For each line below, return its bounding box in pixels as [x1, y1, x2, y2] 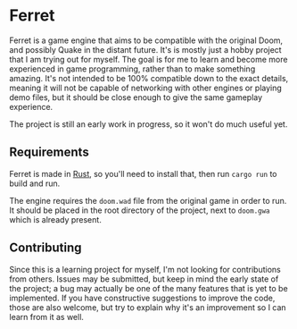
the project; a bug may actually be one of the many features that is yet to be [9, 283, 288, 293]
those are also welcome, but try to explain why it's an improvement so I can [9, 301, 287, 313]
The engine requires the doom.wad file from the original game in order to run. [9, 195, 287, 206]
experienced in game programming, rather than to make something [9, 63, 256, 74]
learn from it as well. [9, 311, 85, 322]
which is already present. [9, 214, 103, 224]
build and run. [9, 178, 61, 189]
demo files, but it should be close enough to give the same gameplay [9, 91, 263, 103]
